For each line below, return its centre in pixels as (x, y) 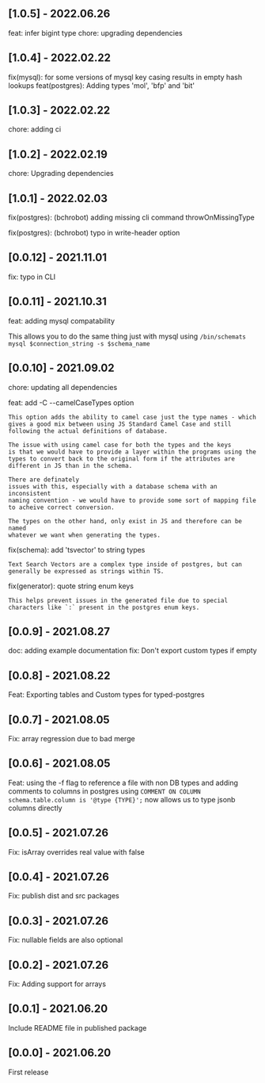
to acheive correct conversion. (61, 507)
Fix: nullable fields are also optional (66, 940)
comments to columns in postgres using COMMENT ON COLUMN (104, 791)
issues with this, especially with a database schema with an (113, 486)
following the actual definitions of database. (88, 431)
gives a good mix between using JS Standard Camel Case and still (120, 424)
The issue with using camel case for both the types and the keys (120, 445)
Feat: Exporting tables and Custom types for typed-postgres (106, 695)
